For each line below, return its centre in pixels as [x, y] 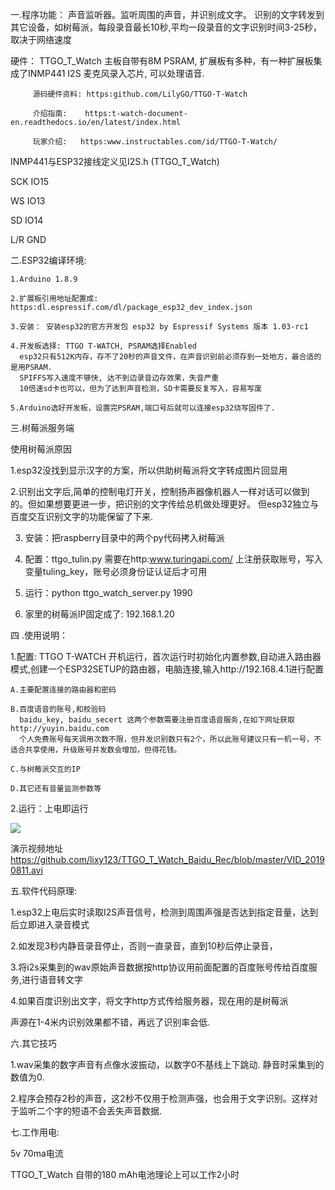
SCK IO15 [30, 181]
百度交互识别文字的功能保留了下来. [82, 516]
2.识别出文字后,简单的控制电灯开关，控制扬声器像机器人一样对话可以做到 [160, 491]
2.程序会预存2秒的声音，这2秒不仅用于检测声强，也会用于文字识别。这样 [160, 1098]
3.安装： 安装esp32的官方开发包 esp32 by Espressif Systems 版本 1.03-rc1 [159, 327]
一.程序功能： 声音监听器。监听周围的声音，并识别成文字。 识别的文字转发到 [167, 14]
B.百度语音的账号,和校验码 [58, 709]
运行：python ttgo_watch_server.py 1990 [108, 592]
